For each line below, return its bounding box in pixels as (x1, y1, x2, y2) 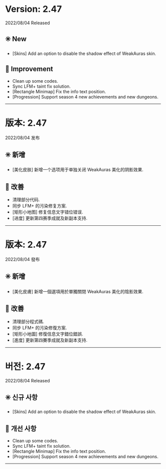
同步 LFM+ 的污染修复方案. (12, 203, 67, 209)
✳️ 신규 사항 (5, 393, 38, 402)
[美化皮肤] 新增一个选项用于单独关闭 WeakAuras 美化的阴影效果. (12, 167, 144, 173)
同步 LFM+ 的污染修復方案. (12, 324, 67, 330)
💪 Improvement (5, 65, 53, 73)
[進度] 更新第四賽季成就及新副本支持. (12, 337, 87, 343)
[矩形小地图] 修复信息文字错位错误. (12, 209, 83, 215)
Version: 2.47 (5, 3, 62, 15)
